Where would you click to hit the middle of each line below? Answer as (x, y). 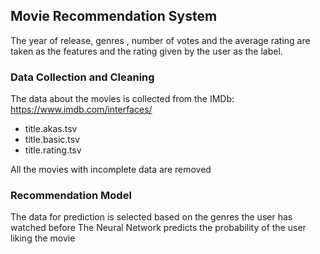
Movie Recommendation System (114, 16)
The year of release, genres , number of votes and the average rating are (160, 40)
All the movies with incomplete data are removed (111, 170)
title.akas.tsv (51, 129)
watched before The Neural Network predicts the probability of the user (158, 228)
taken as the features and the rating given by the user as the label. (146, 51)
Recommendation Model (71, 196)
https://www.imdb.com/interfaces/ (81, 110)
